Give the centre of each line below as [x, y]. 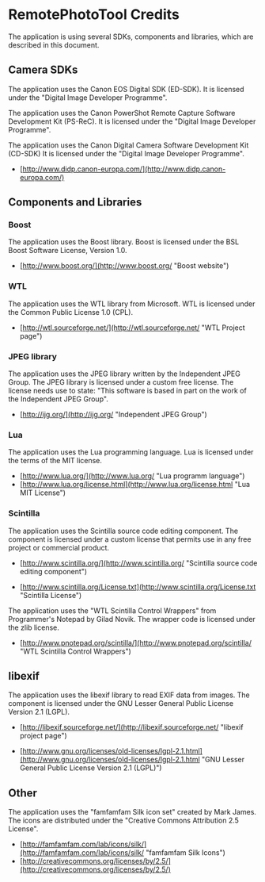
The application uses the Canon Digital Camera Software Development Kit [129, 145]
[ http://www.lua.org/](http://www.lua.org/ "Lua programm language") [132, 476]
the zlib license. [34, 627]
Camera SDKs [43, 70]
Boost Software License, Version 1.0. [68, 251]
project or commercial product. [59, 547]
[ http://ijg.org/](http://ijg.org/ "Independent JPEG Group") [113, 415]
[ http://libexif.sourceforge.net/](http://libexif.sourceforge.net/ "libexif [131, 727]
